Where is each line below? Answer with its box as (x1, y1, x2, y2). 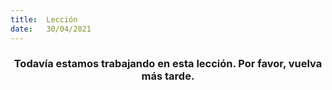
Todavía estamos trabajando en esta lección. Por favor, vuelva (13, 57, 323, 71)
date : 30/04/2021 (10, 24, 92, 34)
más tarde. (141, 69, 195, 83)
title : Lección (10, 14, 78, 25)
